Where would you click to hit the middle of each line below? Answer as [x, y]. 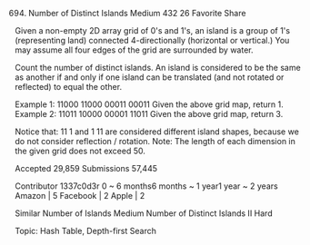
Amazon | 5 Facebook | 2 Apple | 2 [80, 196]
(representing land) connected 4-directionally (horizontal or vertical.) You [152, 40]
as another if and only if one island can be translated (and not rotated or [150, 77]
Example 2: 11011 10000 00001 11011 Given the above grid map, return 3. [149, 114]
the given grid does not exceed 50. [80, 151]
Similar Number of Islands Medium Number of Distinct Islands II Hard [144, 213]
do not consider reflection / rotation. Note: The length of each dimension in [155, 141]
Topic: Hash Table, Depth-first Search [86, 231]
